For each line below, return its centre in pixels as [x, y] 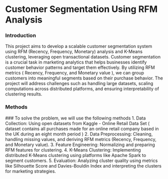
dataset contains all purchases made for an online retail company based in [82, 128]
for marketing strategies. [31, 171]
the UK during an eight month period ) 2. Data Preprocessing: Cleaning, [79, 134]
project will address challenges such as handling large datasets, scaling [79, 83]
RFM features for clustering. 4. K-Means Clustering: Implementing [73, 150]
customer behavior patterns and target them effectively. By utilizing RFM [80, 67]
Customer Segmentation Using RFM [81, 9]
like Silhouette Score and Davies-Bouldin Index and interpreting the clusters [83, 165]
